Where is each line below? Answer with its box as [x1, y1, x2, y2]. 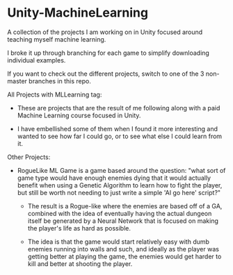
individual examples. [7, 56, 66, 64]
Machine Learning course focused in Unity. [17, 111, 141, 119]
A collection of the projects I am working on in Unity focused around [7, 28, 203, 36]
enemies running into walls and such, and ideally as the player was [27, 244, 219, 253]
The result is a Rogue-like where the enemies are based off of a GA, [27, 201, 223, 210]
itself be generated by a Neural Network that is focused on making [27, 217, 219, 225]
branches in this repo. [29, 76, 92, 85]
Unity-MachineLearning [7, 5, 148, 21]
